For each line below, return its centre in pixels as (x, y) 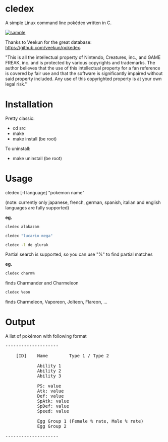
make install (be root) (35, 138)
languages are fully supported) (37, 207)
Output (20, 322)
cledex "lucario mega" (29, 236)
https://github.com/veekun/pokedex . (43, 47)
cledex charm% (20, 273)
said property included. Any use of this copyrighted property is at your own (83, 79)
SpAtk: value (53, 401)
